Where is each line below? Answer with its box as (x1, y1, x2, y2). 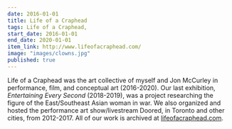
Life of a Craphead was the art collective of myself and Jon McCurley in (7, 76, 218, 84)
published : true (7, 57, 56, 64)
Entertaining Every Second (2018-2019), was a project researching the (7, 91, 213, 99)
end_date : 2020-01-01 (7, 37, 72, 44)
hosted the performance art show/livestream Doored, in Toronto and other (7, 106, 225, 114)
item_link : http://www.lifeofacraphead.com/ (7, 43, 142, 50)
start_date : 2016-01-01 (7, 30, 78, 38)
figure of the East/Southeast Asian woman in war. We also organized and (7, 99, 221, 107)
